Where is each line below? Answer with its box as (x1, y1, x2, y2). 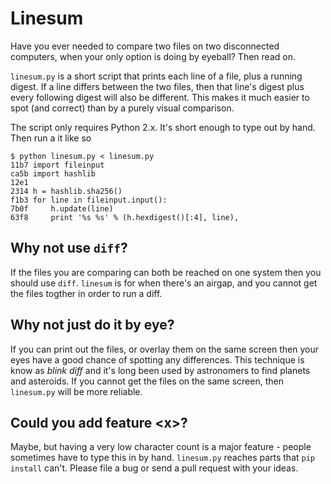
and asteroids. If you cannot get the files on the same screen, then (10, 375, 284, 387)
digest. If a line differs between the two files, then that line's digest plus (10, 80, 305, 92)
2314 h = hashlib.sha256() (10, 186, 123, 196)
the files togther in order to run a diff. (10, 287, 163, 299)
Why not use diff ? (10, 240, 128, 257)
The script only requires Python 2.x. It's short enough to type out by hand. (10, 121, 316, 133)
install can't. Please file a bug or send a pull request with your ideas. (10, 462, 299, 474)
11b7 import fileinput (10, 160, 105, 170)
